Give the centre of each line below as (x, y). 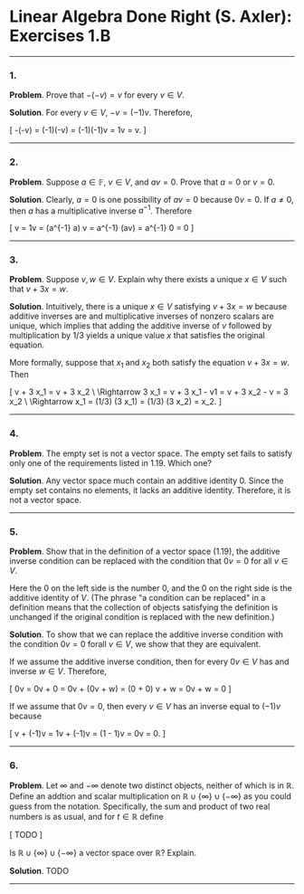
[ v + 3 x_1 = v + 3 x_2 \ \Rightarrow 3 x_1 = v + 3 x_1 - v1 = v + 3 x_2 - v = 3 (149, 392)
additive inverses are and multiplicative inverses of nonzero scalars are (142, 316)
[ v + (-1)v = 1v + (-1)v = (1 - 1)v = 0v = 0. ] (87, 733)
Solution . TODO (39, 871)
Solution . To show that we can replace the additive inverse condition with (146, 634)
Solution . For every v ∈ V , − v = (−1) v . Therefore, (101, 113)
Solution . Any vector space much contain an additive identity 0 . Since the (147, 480)
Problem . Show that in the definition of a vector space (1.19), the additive (145, 551)
